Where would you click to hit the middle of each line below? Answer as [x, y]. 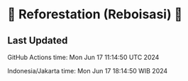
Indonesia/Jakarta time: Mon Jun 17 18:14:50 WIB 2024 [88, 71]
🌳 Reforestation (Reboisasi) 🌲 [95, 14]
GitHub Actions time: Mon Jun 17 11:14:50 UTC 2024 [83, 57]
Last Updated [38, 40]
